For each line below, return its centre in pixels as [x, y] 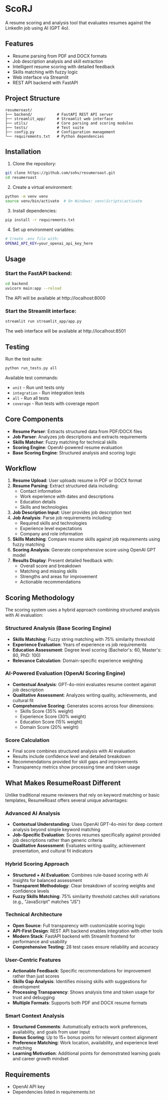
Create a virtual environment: [42, 187]
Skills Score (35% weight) [47, 711]
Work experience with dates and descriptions [67, 497]
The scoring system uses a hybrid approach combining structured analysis [82, 610]
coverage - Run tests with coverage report [56, 403]
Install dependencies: [35, 210]
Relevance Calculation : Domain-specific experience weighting [77, 661]
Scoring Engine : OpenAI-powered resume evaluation [67, 447]
